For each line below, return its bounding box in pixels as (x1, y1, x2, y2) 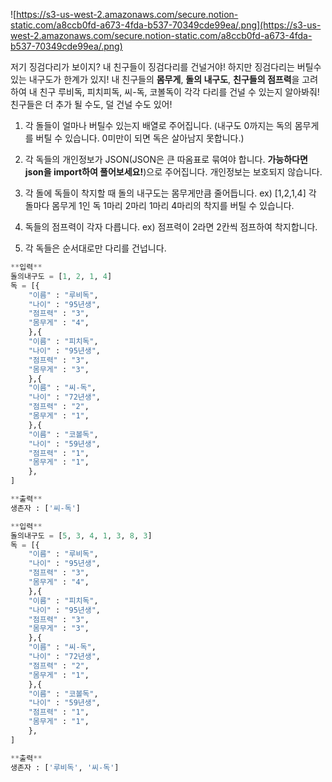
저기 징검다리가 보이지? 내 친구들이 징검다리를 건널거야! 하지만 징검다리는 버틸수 (10, 61, 322, 73)
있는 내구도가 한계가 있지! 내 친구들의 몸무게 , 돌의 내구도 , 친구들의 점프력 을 (10, 74, 300, 85)
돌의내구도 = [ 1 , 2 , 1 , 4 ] (10, 271, 113, 281)
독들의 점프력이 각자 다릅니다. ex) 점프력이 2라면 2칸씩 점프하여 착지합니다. (24, 221, 318, 233)
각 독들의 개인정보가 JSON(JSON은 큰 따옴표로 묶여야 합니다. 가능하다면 (24, 154, 308, 165)
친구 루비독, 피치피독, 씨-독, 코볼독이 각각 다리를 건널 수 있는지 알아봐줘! (39, 86, 320, 98)
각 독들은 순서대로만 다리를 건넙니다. (24, 242, 167, 254)
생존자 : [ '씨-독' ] (10, 503, 81, 513)
